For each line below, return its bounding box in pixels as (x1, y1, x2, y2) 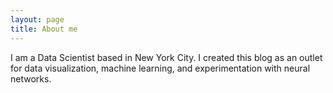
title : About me (10, 24, 78, 34)
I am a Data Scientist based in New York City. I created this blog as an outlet (10, 51, 323, 63)
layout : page (10, 14, 65, 25)
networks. (10, 72, 52, 85)
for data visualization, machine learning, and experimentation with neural (10, 62, 311, 74)
